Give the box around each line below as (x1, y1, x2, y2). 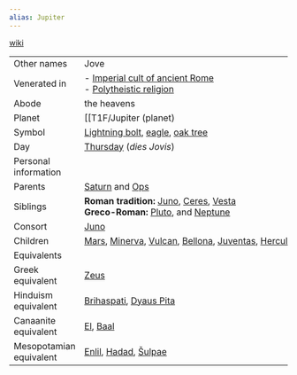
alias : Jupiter (9, 12, 65, 22)
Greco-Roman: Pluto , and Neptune (83, 206, 231, 218)
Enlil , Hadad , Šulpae (83, 345, 168, 357)
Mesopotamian (13, 340, 76, 352)
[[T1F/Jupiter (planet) (83, 112, 175, 124)
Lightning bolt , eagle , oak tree (83, 126, 209, 138)
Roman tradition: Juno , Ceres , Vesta (83, 194, 237, 207)
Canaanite (13, 314, 56, 326)
